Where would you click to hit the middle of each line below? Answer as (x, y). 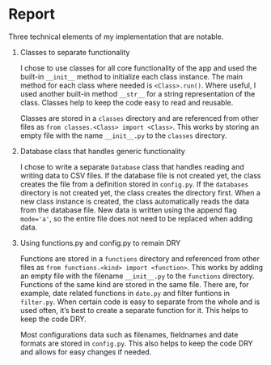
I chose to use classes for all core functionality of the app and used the (138, 68)
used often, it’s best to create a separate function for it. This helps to (134, 310)
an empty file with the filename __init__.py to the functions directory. (137, 276)
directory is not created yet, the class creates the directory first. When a (140, 192)
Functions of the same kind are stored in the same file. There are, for (134, 284)
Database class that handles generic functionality (103, 151)
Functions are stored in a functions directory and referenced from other (140, 258)
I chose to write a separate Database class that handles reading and (132, 166)
